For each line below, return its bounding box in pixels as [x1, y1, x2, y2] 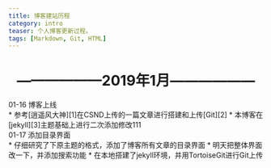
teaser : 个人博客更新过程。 [8, 27, 92, 35]
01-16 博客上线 [8, 100, 57, 110]
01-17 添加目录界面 [8, 130, 71, 140]
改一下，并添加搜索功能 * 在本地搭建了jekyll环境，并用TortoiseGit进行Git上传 [8, 150, 264, 160]
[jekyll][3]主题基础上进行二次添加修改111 [8, 120, 142, 130]
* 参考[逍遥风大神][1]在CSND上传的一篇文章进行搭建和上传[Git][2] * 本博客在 [8, 110, 264, 120]
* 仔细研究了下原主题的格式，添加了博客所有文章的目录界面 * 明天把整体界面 [8, 141, 263, 150]
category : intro [8, 19, 63, 27]
